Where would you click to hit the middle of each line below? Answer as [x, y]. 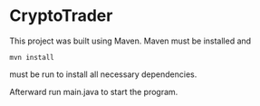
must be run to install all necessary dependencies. [103, 74]
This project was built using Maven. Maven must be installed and [130, 41]
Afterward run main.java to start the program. [94, 92]
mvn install [32, 57]
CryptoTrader [61, 16]
